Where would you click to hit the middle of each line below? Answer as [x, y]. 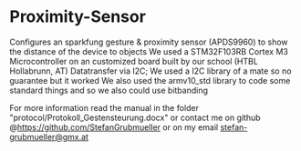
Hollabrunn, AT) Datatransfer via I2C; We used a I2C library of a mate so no [150, 71]
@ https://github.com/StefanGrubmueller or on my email [114, 127]
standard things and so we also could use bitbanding [109, 90]
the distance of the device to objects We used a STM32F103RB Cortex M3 [149, 51]
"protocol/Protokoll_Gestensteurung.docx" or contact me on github [135, 117]
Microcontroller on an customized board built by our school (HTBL [134, 61]
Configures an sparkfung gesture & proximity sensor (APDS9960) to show [149, 42]
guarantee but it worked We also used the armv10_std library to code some [150, 80]
